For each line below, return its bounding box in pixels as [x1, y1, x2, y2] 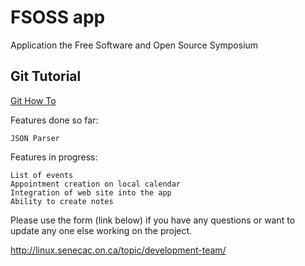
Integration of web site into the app [10, 187, 172, 198]
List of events [10, 170, 74, 180]
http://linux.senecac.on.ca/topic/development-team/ [10, 244, 227, 256]
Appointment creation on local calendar [10, 179, 182, 189]
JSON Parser [10, 133, 60, 143]
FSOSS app [10, 6, 106, 29]
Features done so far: [10, 114, 99, 126]
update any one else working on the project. [10, 224, 193, 236]
